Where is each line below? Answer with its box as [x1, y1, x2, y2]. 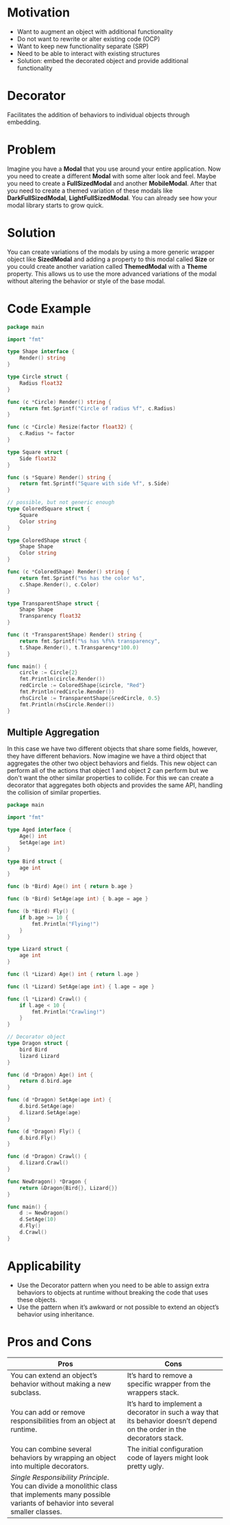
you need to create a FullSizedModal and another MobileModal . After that [7, 179, 217, 187]
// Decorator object [7, 1033, 66, 1040]
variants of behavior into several [10, 1498, 114, 1508]
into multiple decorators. [10, 1461, 89, 1471]
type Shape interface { [7, 348, 75, 355]
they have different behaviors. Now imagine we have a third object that [7, 752, 207, 760]
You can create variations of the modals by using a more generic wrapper [7, 248, 215, 256]
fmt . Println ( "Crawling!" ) [31, 1008, 106, 1016]
